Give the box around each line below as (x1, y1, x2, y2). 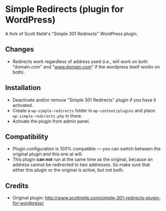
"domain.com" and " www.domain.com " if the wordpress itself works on (12, 63, 160, 69)
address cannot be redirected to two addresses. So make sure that (12, 161, 150, 168)
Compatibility (5, 132, 48, 141)
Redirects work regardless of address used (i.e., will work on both (12, 58, 148, 64)
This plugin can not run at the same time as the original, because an (12, 156, 153, 162)
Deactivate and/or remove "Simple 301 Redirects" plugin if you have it (12, 96, 156, 103)
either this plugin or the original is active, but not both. (12, 167, 124, 173)
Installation (5, 83, 41, 92)
